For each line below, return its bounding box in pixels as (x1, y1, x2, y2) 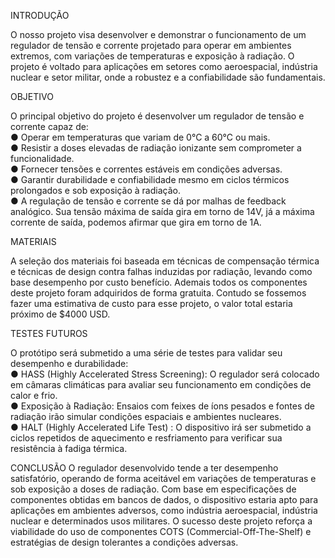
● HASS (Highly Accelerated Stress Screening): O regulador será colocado (10, 368, 320, 380)
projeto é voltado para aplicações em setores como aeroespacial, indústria (10, 61, 318, 72)
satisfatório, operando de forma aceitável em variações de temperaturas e (10, 473, 317, 484)
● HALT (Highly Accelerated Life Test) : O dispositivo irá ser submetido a (10, 421, 312, 433)
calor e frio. (10, 390, 58, 401)
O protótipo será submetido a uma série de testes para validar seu (10, 347, 283, 359)
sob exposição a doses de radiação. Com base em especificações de (10, 483, 297, 495)
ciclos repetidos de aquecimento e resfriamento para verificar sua (10, 432, 283, 444)
